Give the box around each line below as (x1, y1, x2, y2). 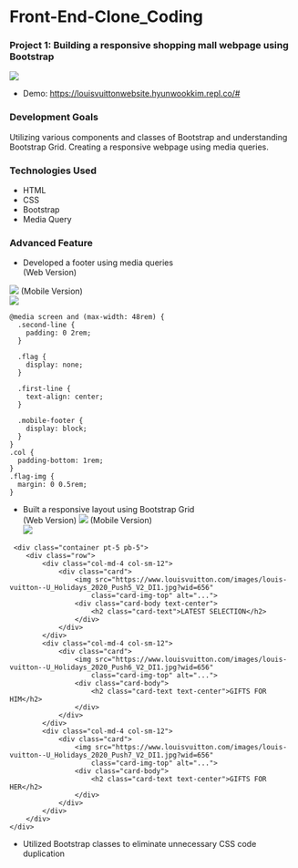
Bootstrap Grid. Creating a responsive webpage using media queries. (9, 141, 269, 152)
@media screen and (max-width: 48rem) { (9, 313, 166, 322)
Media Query (22, 214, 72, 225)
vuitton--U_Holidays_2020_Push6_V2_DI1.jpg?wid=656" (9, 663, 214, 672)
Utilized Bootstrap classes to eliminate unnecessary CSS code (22, 839, 257, 850)
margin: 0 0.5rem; (17, 480, 88, 490)
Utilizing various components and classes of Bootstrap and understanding (9, 131, 288, 142)
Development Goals (9, 111, 98, 124)
